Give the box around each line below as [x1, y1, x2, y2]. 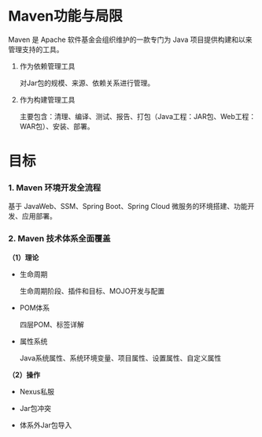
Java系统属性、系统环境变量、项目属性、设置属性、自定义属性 [19, 353, 222, 363]
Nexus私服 [19, 387, 55, 396]
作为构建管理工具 [19, 95, 76, 104]
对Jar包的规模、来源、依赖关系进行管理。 [19, 78, 155, 88]
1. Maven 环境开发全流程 [8, 182, 101, 193]
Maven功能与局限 [8, 7, 124, 25]
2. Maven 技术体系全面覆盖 [8, 233, 111, 245]
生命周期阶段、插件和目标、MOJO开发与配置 [19, 286, 165, 296]
